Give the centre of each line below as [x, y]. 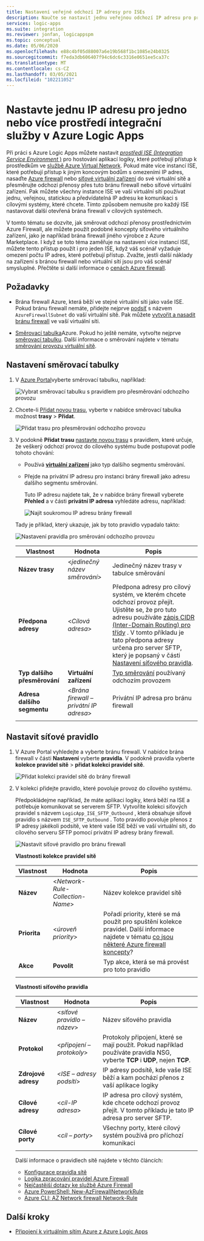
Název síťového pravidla [137, 1019]
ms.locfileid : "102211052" [40, 80]
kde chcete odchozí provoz [141, 1102]
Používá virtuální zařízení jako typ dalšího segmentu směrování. [105, 464]
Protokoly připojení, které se [142, 1037]
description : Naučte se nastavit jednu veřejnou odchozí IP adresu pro [99, 18]
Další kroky [28, 1217]
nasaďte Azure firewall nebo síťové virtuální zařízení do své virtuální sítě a [99, 179]
